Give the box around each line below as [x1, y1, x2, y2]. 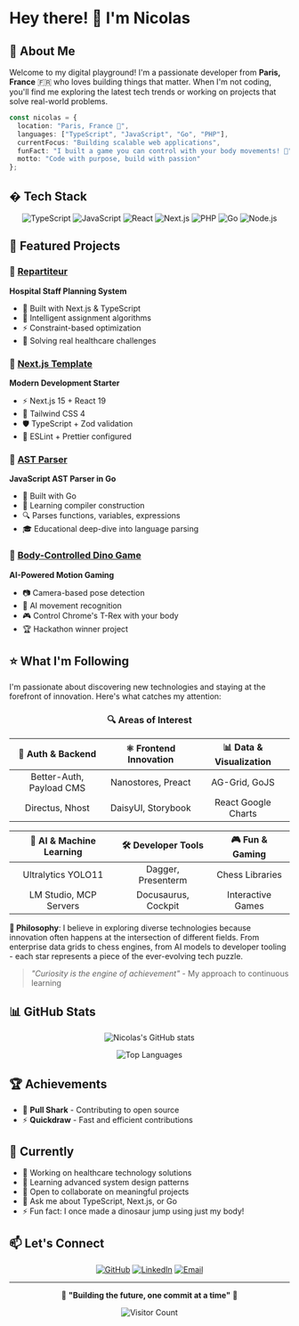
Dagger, [145, 863, 180, 875]
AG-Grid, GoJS [210, 776, 276, 788]
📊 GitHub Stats [9, 1005, 96, 1020]
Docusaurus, [136, 888, 190, 900]
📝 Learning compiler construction [21, 500, 145, 511]
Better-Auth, [30, 770, 85, 783]
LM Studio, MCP [29, 888, 98, 900]
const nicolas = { [9, 113, 77, 122]
